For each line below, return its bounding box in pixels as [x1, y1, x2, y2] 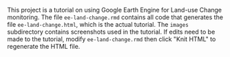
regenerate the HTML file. [7, 43, 81, 50]
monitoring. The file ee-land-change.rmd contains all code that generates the [7, 13, 224, 21]
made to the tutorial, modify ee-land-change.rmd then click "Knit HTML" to [7, 35, 216, 43]
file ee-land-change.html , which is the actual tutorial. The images [7, 21, 189, 28]
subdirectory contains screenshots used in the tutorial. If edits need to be [7, 27, 216, 36]
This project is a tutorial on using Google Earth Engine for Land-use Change [7, 6, 222, 14]
